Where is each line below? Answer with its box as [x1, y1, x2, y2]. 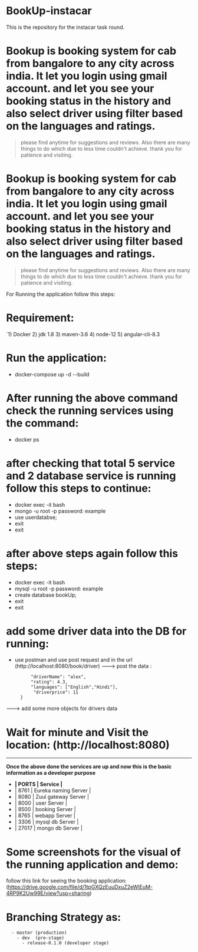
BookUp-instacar [6, 4, 93, 18]
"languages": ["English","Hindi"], [30, 685, 118, 690]
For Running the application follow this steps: [6, 290, 115, 297]
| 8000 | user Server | [14, 799, 68, 806]
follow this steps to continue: [6, 481, 151, 495]
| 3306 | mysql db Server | [14, 818, 79, 825]
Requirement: [6, 311, 75, 325]
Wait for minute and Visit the [6, 726, 149, 739]
